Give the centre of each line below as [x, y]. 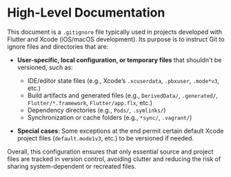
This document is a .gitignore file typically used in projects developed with [115, 32]
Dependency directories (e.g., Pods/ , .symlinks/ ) [97, 110]
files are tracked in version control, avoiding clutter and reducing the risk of [114, 159]
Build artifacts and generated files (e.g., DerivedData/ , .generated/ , [123, 95]
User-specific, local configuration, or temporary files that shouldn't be [119, 59]
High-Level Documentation [86, 13]
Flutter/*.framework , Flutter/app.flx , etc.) [90, 102]
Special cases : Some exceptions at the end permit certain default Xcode [120, 131]
